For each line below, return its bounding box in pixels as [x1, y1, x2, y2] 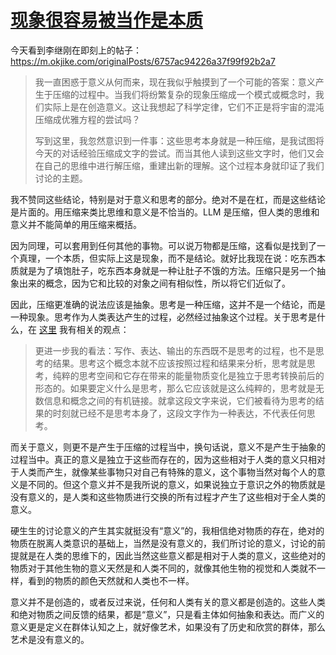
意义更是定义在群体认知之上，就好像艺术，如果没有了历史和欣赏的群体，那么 [10, 621, 326, 633]
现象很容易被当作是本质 [10, 9, 204, 32]
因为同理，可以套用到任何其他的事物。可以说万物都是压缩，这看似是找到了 [10, 239, 317, 251]
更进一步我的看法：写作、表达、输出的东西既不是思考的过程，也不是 [34, 344, 316, 356]
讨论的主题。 [34, 172, 88, 184]
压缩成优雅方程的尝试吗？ [34, 113, 141, 125]
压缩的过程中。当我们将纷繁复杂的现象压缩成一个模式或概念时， [52, 88, 316, 100]
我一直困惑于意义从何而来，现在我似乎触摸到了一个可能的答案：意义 [34, 76, 316, 88]
